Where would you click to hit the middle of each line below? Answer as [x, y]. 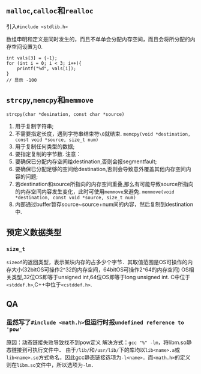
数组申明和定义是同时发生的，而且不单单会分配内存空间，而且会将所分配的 [98, 39]
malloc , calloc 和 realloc [50, 11]
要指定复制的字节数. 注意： [48, 154]
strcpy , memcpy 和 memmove [50, 100]
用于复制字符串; [34, 126]
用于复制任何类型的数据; [45, 146]
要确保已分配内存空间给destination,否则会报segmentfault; [86, 161]
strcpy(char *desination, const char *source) [65, 114]
